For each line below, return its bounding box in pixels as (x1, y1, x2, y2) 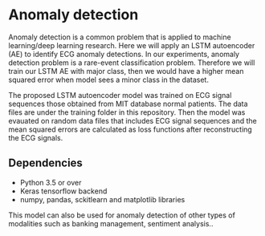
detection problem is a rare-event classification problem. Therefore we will (8, 58, 255, 67)
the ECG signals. (8, 132, 63, 142)
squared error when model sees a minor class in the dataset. (8, 75, 209, 84)
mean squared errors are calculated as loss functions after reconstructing (8, 124, 253, 134)
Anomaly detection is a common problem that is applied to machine (8, 32, 231, 42)
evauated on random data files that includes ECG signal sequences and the (8, 116, 257, 125)
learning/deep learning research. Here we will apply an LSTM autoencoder (8, 40, 255, 50)
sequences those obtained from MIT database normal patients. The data (8, 99, 248, 108)
